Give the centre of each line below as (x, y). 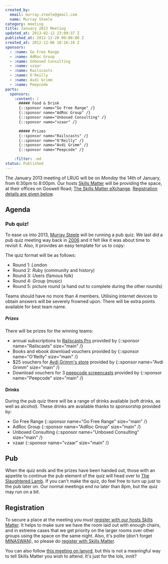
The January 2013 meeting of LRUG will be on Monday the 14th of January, (83, 178)
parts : (12, 89)
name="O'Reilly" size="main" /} (45, 357)
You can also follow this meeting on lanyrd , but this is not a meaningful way (83, 551)
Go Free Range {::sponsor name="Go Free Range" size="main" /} (80, 421)
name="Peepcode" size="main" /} (48, 378)
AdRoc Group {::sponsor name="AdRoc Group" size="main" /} (77, 427)
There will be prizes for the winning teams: (49, 331)
